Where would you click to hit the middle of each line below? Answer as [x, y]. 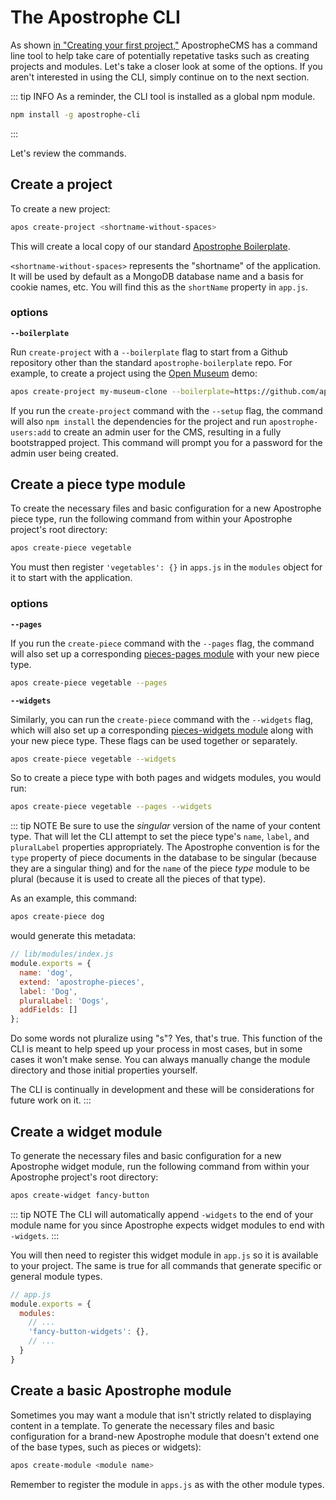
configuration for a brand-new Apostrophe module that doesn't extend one [165, 1436]
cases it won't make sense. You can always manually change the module [160, 1060]
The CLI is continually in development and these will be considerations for [162, 1090]
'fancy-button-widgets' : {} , [89, 1332]
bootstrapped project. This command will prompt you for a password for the [166, 442]
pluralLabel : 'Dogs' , [64, 1001]
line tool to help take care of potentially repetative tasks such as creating [160, 55]
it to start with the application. [71, 578]
